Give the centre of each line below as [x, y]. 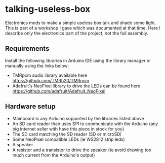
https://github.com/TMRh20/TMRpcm [51, 80]
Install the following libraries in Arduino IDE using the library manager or [78, 61]
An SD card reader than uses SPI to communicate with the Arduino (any [85, 124]
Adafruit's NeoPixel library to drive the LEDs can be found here [76, 86]
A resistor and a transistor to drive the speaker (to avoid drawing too [82, 150]
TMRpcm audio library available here [50, 75]
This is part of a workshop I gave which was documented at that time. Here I [83, 28]
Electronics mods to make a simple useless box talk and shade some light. [81, 23]
